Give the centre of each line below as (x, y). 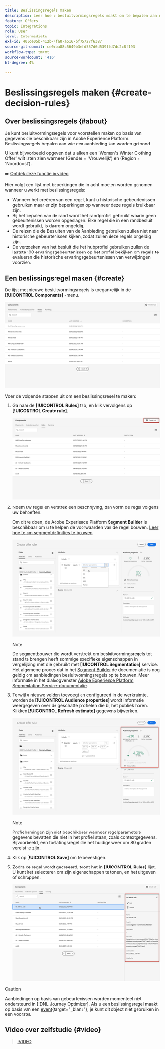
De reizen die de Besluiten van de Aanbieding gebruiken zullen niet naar (85, 231)
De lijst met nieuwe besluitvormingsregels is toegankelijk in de (68, 290)
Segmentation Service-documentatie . (50, 686)
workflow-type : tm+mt (27, 52)
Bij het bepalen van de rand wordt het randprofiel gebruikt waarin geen (84, 216)
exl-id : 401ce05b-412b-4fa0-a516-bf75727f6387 (54, 42)
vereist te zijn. (26, 848)
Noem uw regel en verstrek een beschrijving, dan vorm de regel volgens (85, 507)
